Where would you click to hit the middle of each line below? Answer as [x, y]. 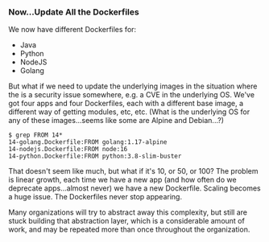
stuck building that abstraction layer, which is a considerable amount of [127, 221]
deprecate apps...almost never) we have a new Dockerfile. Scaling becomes [135, 188]
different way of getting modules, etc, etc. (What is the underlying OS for [129, 112]
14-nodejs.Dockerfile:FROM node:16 [68, 150]
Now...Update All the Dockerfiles [74, 12]
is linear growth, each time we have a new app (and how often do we [122, 180]
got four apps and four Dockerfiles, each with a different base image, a [126, 104]
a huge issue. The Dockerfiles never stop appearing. [95, 197]
